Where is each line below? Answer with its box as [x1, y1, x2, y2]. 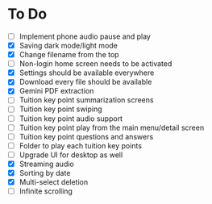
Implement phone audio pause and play [19, 31, 151, 41]
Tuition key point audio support [19, 114, 123, 123]
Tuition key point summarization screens [19, 95, 154, 105]
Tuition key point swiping [19, 104, 102, 114]
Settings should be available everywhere [19, 68, 155, 77]
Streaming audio [19, 159, 74, 169]
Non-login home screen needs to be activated [19, 59, 173, 69]
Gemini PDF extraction [19, 86, 94, 96]
